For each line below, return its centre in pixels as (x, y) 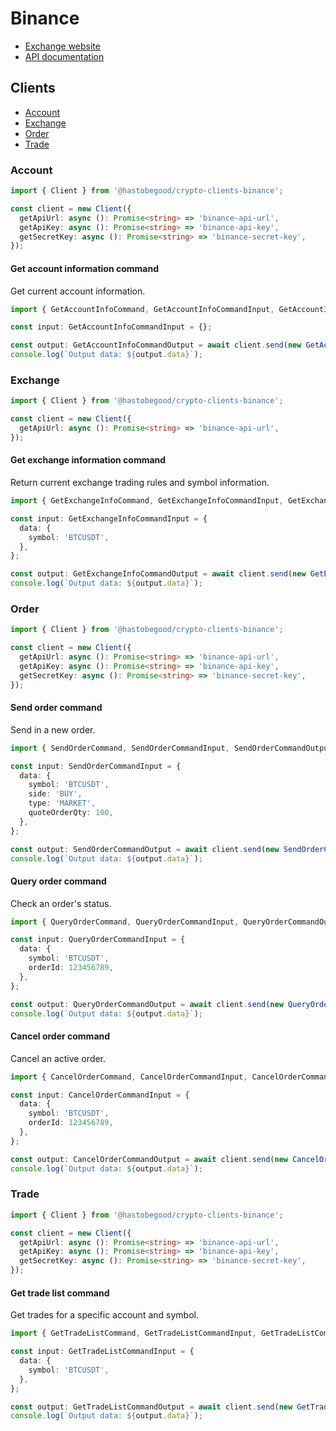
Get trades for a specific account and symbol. (104, 1315)
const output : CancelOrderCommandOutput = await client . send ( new (149, 1159)
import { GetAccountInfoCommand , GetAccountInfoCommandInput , (142, 309)
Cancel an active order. (58, 1058)
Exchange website (62, 46)
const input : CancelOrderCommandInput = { (100, 1095)
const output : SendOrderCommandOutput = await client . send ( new (145, 849)
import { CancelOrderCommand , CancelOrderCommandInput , (129, 1077)
